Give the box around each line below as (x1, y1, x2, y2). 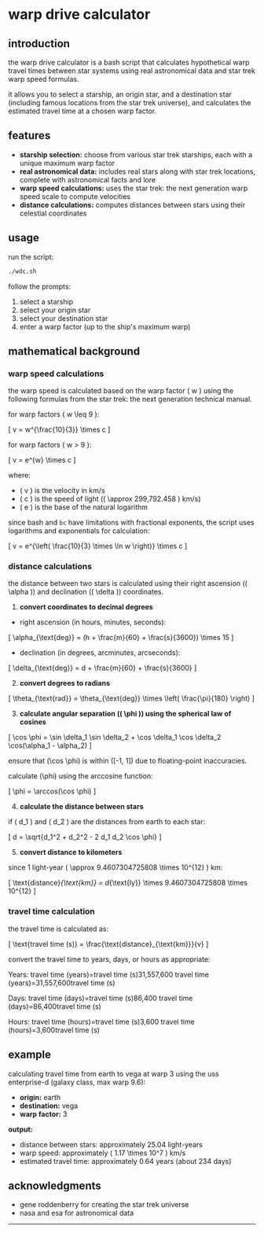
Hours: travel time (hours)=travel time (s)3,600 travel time (8, 1017, 195, 1026)
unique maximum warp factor (19, 158, 115, 167)
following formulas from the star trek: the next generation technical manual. (8, 395, 253, 404)
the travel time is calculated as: (8, 924, 108, 933)
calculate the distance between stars (19, 802, 144, 812)
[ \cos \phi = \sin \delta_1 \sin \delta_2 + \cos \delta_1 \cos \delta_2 (8, 733, 222, 742)
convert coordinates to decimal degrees (19, 602, 153, 612)
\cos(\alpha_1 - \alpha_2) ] (8, 741, 92, 750)
